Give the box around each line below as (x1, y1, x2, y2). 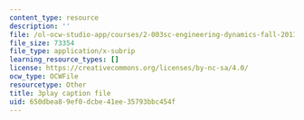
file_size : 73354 (9, 38, 75, 48)
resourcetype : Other (9, 80, 88, 89)
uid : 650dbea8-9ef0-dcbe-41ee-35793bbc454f (9, 97, 176, 106)
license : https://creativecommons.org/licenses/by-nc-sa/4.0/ (9, 64, 249, 73)
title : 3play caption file (9, 88, 111, 97)
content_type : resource (9, 13, 100, 23)
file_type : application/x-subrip (9, 47, 136, 56)
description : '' (9, 22, 71, 31)
